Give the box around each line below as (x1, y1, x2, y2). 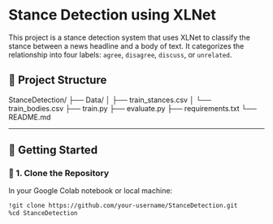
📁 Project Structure (8, 73, 107, 87)
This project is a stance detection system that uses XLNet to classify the (8, 32, 250, 42)
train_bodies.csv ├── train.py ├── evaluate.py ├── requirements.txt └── (8, 103, 258, 113)
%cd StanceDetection (8, 209, 79, 218)
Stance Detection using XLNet (8, 6, 217, 24)
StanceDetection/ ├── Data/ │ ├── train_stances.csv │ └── (8, 95, 212, 105)
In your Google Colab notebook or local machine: (8, 186, 173, 196)
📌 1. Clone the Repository (8, 168, 110, 179)
